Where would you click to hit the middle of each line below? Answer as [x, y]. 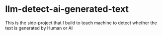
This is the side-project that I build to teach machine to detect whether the [81, 23]
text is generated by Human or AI [39, 28]
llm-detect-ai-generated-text [67, 9]
